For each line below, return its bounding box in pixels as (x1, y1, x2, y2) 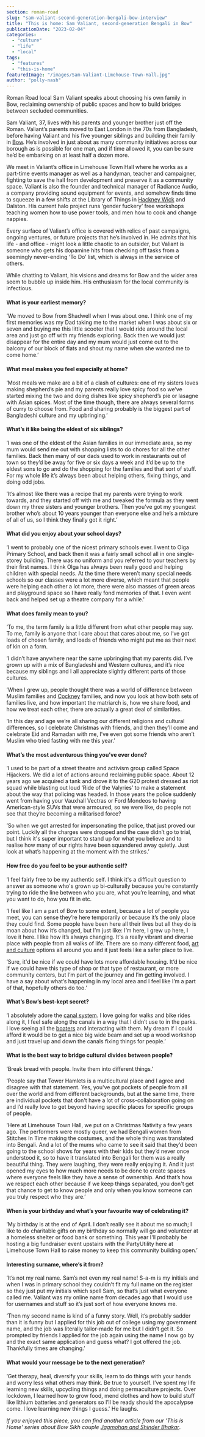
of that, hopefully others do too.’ (6, 984, 87, 991)
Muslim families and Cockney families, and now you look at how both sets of (6, 692, 199, 700)
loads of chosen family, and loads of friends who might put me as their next (6, 636, 196, 643)
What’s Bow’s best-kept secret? (6, 998, 90, 1005)
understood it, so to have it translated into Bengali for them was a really (6, 1154, 185, 1161)
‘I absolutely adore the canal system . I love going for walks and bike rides (6, 1011, 191, 1019)
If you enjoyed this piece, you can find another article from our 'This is (6, 1417, 184, 1424)
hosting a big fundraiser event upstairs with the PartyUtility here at (6, 1240, 174, 1248)
